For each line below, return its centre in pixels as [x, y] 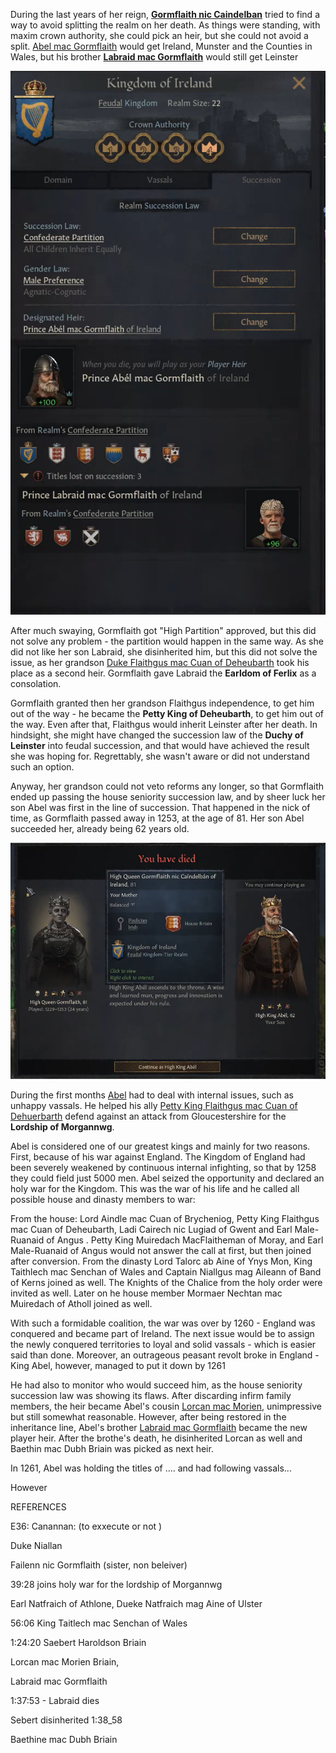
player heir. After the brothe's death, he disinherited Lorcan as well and [156, 1438]
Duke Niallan [36, 1545]
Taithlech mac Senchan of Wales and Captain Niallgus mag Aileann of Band [166, 1271]
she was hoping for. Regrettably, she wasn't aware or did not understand [160, 756]
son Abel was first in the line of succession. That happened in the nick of [160, 808]
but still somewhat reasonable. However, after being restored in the [148, 1416]
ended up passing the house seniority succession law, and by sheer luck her [168, 797]
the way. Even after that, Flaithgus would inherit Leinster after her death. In [164, 725]
